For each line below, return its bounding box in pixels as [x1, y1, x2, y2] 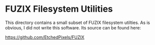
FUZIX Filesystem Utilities [5, 3, 113, 15]
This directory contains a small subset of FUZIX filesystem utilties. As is [5, 20, 150, 25]
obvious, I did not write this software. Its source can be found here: [5, 24, 141, 30]
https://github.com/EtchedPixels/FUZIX [5, 34, 85, 40]
